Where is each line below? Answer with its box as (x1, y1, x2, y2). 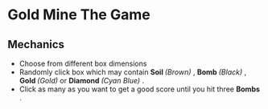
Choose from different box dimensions (19, 59, 147, 68)
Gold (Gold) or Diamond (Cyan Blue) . (19, 76, 145, 85)
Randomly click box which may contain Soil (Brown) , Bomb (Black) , (19, 67, 247, 77)
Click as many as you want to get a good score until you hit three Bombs (19, 84, 261, 94)
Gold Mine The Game (7, 6, 150, 24)
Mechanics (7, 38, 65, 51)
